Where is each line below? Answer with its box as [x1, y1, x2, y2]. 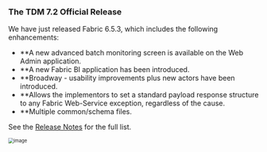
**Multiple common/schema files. [19, 107, 133, 116]
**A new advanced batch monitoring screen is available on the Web [19, 48, 244, 58]
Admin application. [19, 56, 82, 66]
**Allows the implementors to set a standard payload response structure [19, 90, 259, 100]
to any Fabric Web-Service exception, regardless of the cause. [19, 98, 226, 108]
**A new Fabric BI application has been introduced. [19, 65, 190, 74]
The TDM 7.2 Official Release [8, 6, 122, 17]
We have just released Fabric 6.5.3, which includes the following [8, 25, 219, 34]
